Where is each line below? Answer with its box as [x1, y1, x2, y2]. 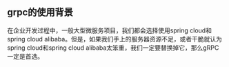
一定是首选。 [7, 52, 43, 60]
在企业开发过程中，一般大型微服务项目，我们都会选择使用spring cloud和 [7, 26, 212, 35]
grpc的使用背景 [7, 6, 74, 19]
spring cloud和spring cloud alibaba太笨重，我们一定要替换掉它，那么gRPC [7, 44, 219, 52]
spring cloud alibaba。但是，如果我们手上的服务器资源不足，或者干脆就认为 [7, 35, 222, 43]
